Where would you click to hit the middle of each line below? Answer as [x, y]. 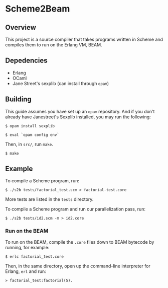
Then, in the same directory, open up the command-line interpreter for [78, 266]
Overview [21, 27]
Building [18, 99]
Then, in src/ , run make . [29, 144]
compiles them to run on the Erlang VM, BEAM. [54, 45]
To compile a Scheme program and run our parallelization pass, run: [75, 209]
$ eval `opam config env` [32, 135]
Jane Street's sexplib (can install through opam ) [61, 83]
